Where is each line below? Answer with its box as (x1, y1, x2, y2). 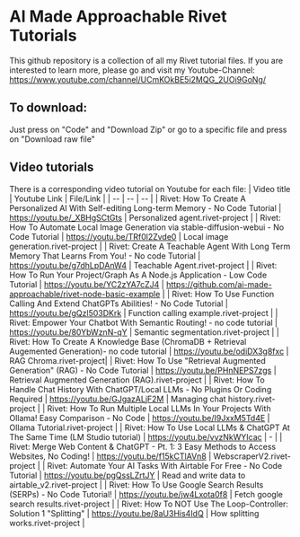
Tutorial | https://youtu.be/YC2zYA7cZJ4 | (9, 278, 164, 289)
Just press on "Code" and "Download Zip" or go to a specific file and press (9, 124, 287, 135)
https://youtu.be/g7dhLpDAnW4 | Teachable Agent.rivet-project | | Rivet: (9, 260, 278, 270)
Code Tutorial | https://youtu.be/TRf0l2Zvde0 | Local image (9, 231, 229, 242)
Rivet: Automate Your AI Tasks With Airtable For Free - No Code (47, 460, 283, 471)
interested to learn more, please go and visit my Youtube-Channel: (9, 65, 256, 75)
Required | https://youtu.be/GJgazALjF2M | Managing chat (9, 393, 226, 404)
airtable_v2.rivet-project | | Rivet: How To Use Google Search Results (9, 479, 264, 490)
